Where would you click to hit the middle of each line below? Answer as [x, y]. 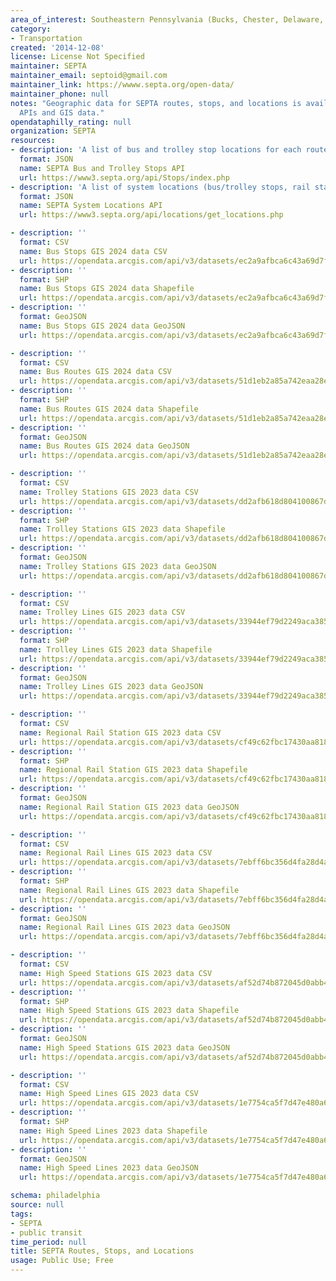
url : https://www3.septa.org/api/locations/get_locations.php [151, 215]
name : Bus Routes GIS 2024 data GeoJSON [104, 446]
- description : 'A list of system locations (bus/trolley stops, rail [160, 187]
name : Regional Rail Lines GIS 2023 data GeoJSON [124, 927]
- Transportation [46, 38]
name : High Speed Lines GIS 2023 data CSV [109, 1094]
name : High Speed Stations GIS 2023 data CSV [116, 973]
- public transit [46, 1232]
